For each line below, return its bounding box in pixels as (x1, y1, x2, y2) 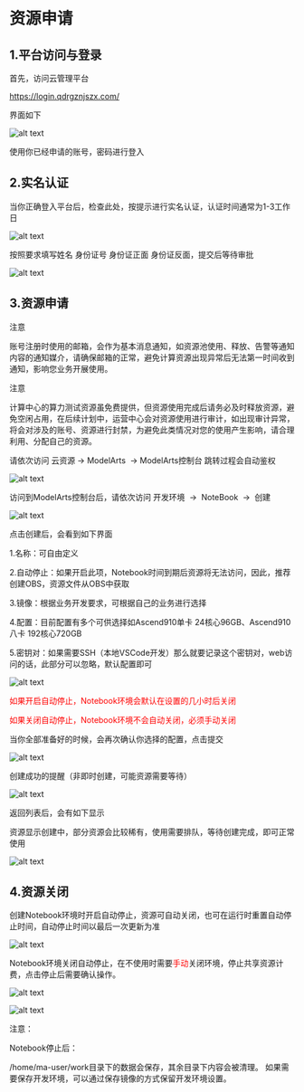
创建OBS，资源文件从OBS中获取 (9, 578, 129, 589)
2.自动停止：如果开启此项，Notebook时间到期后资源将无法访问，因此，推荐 (9, 566, 291, 577)
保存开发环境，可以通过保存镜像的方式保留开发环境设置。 (16, 1073, 232, 1084)
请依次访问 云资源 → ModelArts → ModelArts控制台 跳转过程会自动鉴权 (9, 454, 276, 466)
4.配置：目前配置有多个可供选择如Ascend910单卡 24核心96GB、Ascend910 (9, 616, 291, 627)
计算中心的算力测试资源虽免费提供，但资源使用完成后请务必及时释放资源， (9, 402, 287, 413)
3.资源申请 (9, 296, 70, 311)
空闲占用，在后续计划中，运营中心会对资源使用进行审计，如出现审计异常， (16, 413, 295, 423)
